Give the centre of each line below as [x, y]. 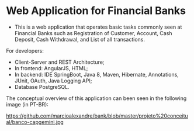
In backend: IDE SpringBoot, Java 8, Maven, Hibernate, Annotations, [97, 74]
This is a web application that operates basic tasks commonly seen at [98, 27]
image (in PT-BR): [27, 104]
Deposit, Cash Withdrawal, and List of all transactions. [79, 39]
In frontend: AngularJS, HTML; [51, 68]
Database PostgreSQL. [42, 87]
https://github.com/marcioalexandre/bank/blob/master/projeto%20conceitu [97, 116]
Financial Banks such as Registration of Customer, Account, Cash [93, 33]
